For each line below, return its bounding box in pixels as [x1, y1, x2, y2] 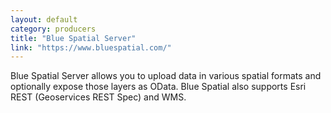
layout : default [10, 14, 78, 25]
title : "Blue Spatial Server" [10, 33, 137, 43]
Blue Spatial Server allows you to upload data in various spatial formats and [10, 70, 322, 82]
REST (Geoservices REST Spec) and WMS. [10, 91, 187, 103]
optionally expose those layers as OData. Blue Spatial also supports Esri [10, 81, 307, 93]
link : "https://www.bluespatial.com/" [10, 42, 172, 53]
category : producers [10, 24, 97, 34]
